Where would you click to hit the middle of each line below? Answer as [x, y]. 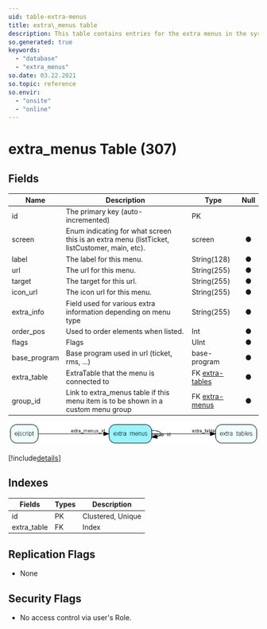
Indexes [29, 483]
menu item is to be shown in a [114, 401]
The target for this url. [101, 281]
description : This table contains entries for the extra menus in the [128, 33]
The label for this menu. [104, 259]
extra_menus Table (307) [93, 149]
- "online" [33, 109]
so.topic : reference [43, 83]
